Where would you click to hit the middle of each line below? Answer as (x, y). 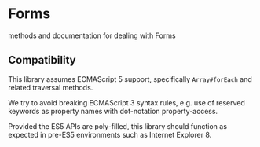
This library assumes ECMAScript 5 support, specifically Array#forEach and (130, 79)
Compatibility (42, 60)
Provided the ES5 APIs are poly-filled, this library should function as (118, 126)
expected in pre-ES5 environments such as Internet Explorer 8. (110, 134)
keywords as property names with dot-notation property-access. (113, 111)
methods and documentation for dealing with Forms (92, 35)
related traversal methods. (51, 87)
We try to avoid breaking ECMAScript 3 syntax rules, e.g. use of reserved (127, 102)
